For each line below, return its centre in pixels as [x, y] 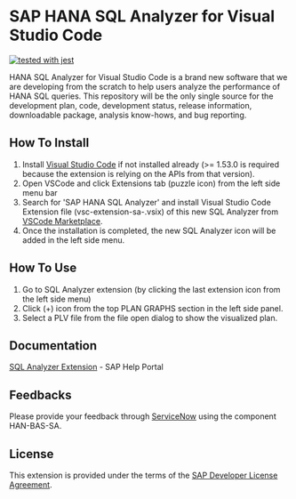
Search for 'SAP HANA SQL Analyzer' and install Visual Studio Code [146, 202]
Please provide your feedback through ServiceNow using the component [143, 416]
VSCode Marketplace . [62, 221]
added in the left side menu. [73, 240]
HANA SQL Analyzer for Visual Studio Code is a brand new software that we [148, 76]
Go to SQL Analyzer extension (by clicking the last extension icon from [151, 289]
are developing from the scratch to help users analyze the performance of [145, 86]
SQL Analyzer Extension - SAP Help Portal [87, 367]
